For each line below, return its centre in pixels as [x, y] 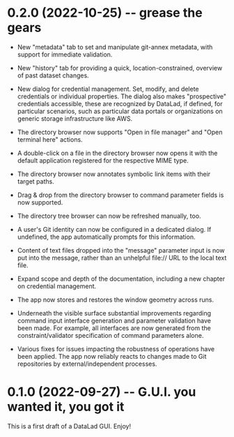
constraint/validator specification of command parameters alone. [110, 335]
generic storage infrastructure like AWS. [75, 118]
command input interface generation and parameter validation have [114, 320]
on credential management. [57, 286]
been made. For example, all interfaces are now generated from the [114, 328]
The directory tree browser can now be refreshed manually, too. [109, 216]
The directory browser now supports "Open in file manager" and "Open [120, 132]
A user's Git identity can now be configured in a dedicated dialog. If [114, 229]
